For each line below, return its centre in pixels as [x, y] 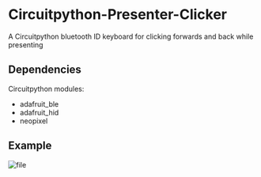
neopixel [34, 121]
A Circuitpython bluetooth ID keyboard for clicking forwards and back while [131, 36]
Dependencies [45, 70]
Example [30, 146]
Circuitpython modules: [46, 88]
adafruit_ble [39, 104]
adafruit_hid [39, 112]
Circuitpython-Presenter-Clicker [118, 15]
